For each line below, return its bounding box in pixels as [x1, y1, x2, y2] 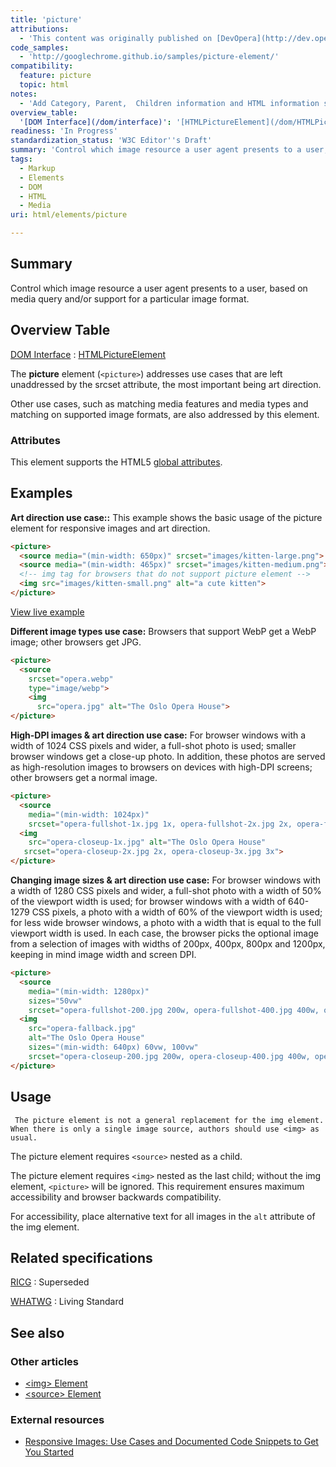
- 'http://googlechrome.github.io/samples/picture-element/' [19, 52, 280, 62]
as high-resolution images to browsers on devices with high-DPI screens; [10, 761, 313, 773]
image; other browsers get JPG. [10, 636, 142, 648]
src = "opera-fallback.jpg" [28, 1024, 137, 1034]
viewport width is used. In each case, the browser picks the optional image [10, 927, 319, 940]
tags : [10, 154, 33, 164]
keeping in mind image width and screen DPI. [10, 949, 197, 961]
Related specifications [10, 1249, 153, 1266]
